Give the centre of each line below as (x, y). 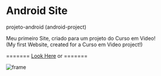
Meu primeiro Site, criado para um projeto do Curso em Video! (81, 38)
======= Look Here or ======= (47, 56)
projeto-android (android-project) (46, 27)
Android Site (37, 11)
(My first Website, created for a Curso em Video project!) (74, 44)
